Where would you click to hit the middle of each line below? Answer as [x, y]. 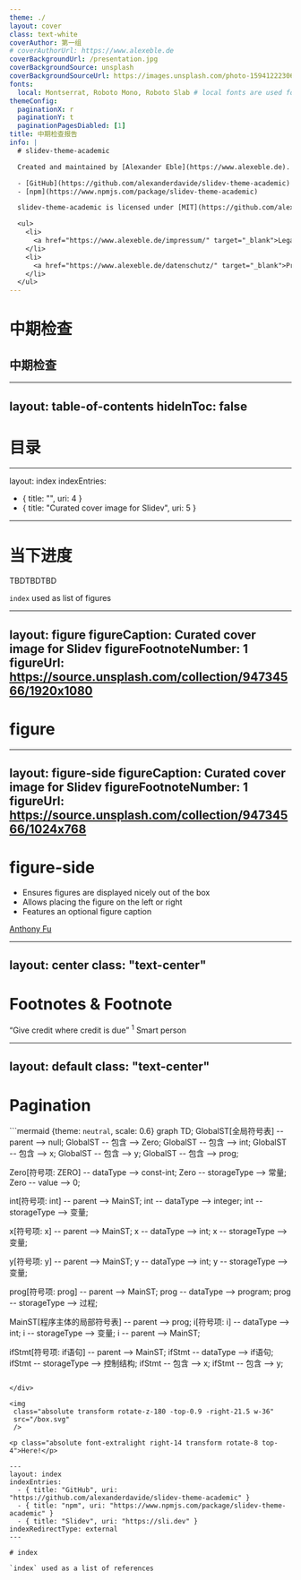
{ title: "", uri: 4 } [52, 499]
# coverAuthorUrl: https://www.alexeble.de [92, 51]
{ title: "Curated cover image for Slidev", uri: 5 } [109, 508]
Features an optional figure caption [87, 912]
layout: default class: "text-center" [110, 1067]
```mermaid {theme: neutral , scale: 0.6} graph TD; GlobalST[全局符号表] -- [146, 1131]
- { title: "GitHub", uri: [68, 1490]
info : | [24, 142]
